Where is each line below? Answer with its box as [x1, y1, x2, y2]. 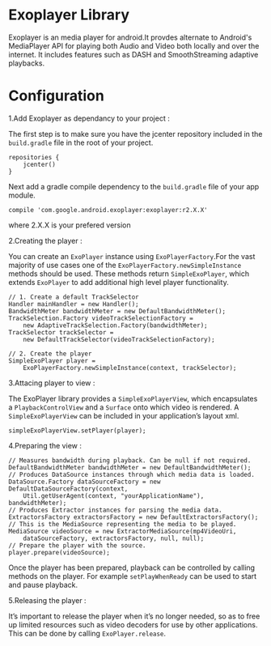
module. [8, 190, 36, 200]
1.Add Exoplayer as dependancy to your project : [8, 113, 170, 123]
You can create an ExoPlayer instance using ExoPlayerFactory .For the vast [8, 251, 256, 261]
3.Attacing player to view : [8, 378, 95, 388]
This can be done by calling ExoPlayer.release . [8, 628, 167, 638]
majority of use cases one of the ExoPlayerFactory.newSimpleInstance [8, 260, 242, 270]
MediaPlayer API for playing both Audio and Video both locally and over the [8, 40, 260, 50]
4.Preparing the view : [8, 440, 83, 450]
